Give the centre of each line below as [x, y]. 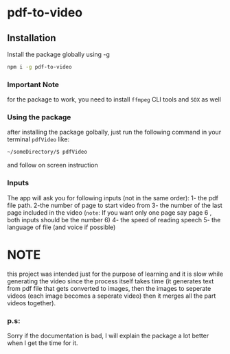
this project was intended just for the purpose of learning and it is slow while [115, 274]
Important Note [33, 84]
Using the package [39, 117]
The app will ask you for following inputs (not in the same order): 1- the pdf [113, 198]
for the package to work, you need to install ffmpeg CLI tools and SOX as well [114, 99]
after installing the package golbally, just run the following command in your [114, 132]
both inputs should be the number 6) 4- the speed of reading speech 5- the [114, 220]
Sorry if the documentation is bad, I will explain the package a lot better [108, 335]
